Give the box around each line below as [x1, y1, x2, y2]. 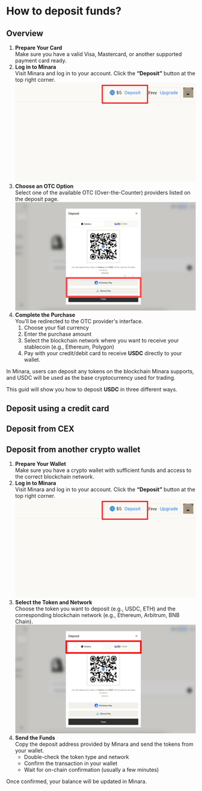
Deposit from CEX [6, 424, 75, 434]
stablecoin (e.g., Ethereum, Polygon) [23, 343, 115, 350]
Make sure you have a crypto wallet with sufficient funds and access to [14, 467, 192, 474]
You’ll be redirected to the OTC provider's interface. [14, 318, 143, 325]
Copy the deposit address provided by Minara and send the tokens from [14, 740, 194, 748]
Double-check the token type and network [23, 753, 129, 760]
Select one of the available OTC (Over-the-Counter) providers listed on [14, 189, 191, 196]
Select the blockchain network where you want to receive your [23, 337, 179, 344]
